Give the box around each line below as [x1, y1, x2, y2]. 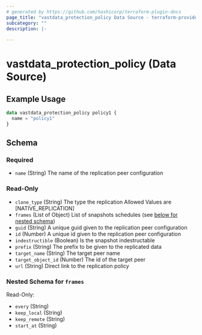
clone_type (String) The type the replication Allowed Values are [14, 198, 172, 205]
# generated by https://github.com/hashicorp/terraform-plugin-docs [6, 8, 182, 15]
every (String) [14, 302, 49, 310]
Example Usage [6, 94, 66, 104]
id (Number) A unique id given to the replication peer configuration [14, 230, 182, 237]
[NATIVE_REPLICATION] [14, 204, 75, 211]
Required [6, 156, 34, 164]
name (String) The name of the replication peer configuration [14, 169, 164, 177]
